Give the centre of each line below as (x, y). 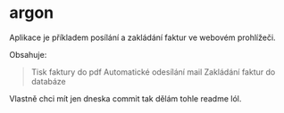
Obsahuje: (28, 54)
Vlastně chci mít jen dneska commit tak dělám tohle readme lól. (125, 98)
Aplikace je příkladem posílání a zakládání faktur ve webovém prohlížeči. (142, 37)
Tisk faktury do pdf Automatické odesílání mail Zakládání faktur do (153, 72)
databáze (48, 81)
